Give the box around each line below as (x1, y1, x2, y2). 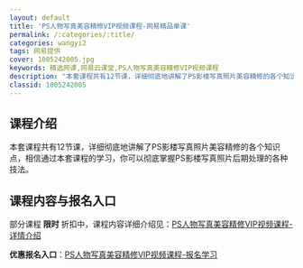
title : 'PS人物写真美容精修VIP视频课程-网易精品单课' (9, 22, 191, 31)
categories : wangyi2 (9, 38, 87, 48)
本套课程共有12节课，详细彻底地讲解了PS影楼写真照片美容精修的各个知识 (9, 142, 281, 152)
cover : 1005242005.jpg (9, 55, 95, 64)
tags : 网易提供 (9, 47, 61, 56)
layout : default (9, 13, 70, 23)
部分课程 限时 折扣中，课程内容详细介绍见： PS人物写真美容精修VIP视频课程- (9, 218, 293, 230)
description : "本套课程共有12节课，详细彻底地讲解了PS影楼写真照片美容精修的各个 (9, 72, 284, 81)
